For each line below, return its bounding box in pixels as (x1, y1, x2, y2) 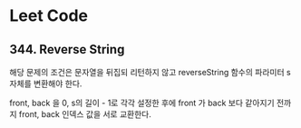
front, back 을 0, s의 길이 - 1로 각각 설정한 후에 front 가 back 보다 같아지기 (9, 97, 275, 108)
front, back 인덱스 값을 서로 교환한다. (18, 109, 151, 119)
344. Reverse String (9, 42, 125, 57)
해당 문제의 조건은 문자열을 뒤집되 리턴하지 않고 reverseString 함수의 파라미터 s (9, 67, 292, 77)
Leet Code (9, 5, 89, 26)
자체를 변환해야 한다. (9, 78, 83, 89)
